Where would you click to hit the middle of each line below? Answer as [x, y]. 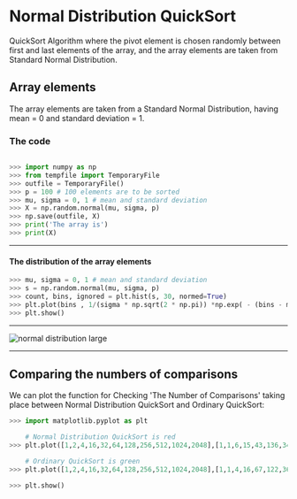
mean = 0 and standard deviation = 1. [77, 118]
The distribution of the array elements [80, 261]
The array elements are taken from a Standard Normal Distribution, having [144, 109]
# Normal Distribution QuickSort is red [100, 437]
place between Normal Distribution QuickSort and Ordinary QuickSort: [137, 405]
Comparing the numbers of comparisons [124, 374]
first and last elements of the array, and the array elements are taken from [144, 50]
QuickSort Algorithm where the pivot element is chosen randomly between [145, 41]
